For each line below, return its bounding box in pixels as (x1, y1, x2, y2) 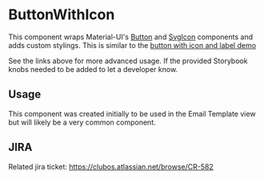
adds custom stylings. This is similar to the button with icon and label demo (8, 40, 257, 50)
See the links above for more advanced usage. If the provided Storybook (8, 56, 248, 66)
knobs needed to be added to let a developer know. (8, 64, 178, 74)
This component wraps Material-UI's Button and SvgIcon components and (8, 32, 254, 42)
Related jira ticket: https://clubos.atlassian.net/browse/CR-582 (8, 161, 214, 171)
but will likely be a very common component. (8, 117, 156, 127)
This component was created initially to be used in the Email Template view (8, 109, 256, 118)
